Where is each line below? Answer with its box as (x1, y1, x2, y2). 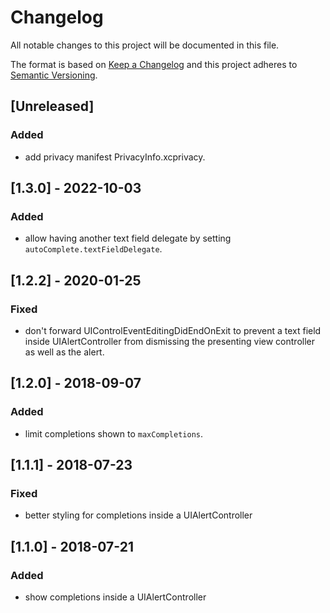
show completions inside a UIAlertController (24, 591, 207, 603)
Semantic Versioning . (10, 69, 98, 81)
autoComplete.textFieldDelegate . (24, 243, 163, 255)
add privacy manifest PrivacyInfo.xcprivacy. (24, 151, 206, 163)
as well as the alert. (24, 346, 105, 358)
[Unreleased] (10, 98, 95, 115)
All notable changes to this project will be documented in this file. (10, 39, 280, 51)
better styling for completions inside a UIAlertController (24, 509, 253, 521)
